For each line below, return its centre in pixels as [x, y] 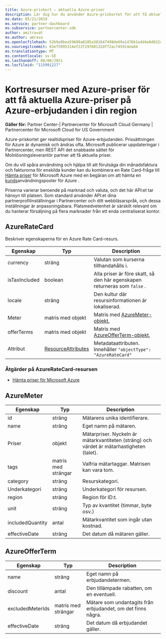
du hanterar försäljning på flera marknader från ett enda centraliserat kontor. [83, 211]
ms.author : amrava [24, 38]
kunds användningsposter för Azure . [42, 181]
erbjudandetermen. [108, 580]
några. [94, 615]
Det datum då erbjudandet [117, 623]
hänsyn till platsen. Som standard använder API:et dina [61, 195]
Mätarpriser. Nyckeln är [110, 434]
